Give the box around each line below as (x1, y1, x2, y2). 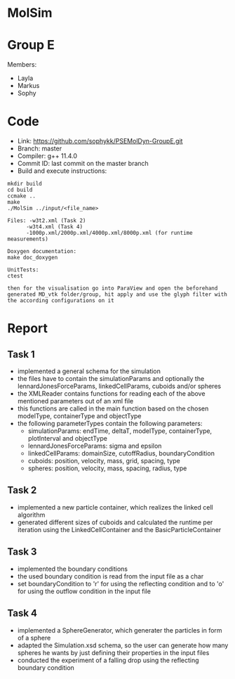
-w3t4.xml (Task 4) (25, 224, 83, 231)
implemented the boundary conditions (17, 564, 128, 573)
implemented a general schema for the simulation (17, 367, 161, 375)
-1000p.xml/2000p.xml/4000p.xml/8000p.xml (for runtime (25, 230, 193, 237)
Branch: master (17, 144, 62, 153)
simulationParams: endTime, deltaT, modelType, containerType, (27, 427, 213, 435)
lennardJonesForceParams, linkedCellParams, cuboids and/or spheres (17, 382, 222, 391)
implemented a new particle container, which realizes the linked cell (17, 503, 213, 511)
